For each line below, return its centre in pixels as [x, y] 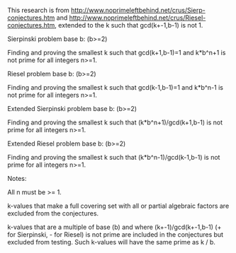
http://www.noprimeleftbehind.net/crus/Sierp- [138, 10]
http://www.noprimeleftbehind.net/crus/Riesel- [137, 18]
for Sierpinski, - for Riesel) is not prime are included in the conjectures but [116, 235]
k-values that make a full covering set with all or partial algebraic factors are [118, 206]
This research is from [38, 10]
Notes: [17, 178]
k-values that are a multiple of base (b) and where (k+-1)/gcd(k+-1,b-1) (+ [114, 227]
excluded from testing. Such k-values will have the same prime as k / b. [112, 242]
